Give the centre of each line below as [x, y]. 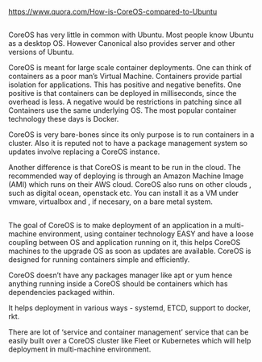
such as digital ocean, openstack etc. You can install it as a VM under [124, 193]
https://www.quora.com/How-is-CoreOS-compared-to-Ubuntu [113, 12]
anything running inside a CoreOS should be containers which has [118, 283]
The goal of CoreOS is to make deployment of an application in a [116, 225]
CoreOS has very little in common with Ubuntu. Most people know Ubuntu [131, 35]
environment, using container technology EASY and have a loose [146, 234]
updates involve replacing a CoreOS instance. [84, 152]
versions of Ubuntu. [41, 52]
